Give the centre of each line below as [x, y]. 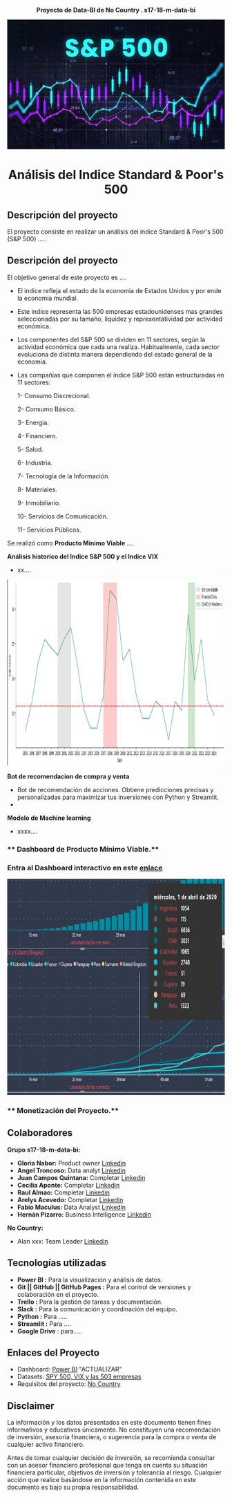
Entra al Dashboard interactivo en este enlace [85, 868]
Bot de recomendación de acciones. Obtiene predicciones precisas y [115, 789]
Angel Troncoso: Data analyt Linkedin [71, 1170]
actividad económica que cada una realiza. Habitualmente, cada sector [118, 347]
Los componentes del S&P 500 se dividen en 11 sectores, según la [111, 339]
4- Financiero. [37, 436]
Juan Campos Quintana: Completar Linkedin [81, 1177]
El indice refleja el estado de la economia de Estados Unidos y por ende [119, 290]
